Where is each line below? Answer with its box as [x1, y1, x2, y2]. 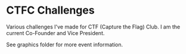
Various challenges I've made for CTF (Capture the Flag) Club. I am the [6, 23, 181, 30]
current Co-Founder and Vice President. [6, 29, 105, 36]
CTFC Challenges [6, 4, 95, 17]
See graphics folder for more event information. [6, 41, 123, 48]
